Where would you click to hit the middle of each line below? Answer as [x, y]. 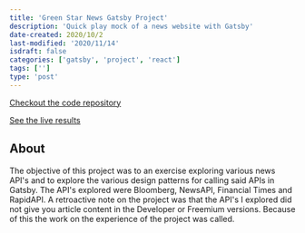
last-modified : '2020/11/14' [64, 43]
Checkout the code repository [65, 102]
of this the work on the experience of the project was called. [122, 218]
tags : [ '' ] [30, 69]
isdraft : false [38, 52]
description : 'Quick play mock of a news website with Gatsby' [132, 26]
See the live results [45, 120]
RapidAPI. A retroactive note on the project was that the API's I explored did [151, 199]
